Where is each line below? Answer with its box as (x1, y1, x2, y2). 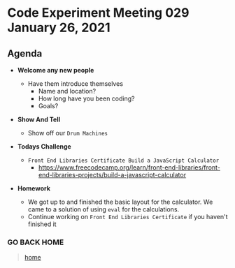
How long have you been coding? (38, 94, 135, 103)
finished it (27, 220, 57, 228)
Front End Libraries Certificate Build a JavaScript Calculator (27, 157, 220, 164)
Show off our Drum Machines (27, 129, 108, 137)
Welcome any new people (17, 66, 94, 74)
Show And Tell (17, 115, 61, 124)
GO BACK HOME (7, 237, 64, 247)
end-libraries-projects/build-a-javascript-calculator (38, 171, 187, 179)
